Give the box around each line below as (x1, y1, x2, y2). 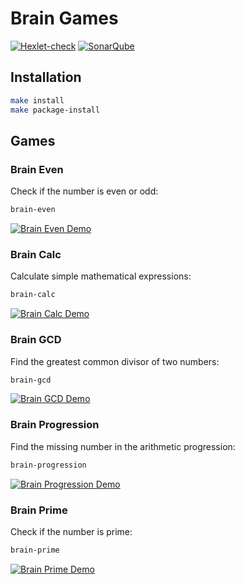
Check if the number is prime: (10, 525, 133, 537)
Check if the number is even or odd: (10, 185, 159, 197)
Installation (10, 69, 82, 86)
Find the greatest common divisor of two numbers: (10, 355, 220, 367)
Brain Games (10, 7, 119, 30)
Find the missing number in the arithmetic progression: (10, 440, 236, 452)
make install (10, 95, 65, 106)
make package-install (10, 105, 101, 115)
